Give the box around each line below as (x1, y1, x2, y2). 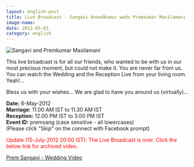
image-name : (6, 19, 35, 25)
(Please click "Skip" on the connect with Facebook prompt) (6, 125, 150, 132)
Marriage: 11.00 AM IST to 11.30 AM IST (6, 106, 103, 113)
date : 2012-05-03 (6, 25, 49, 31)
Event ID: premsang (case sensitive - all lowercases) (6, 119, 134, 126)
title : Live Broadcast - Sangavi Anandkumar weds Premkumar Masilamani (6, 14, 186, 20)
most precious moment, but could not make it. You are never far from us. (6, 64, 183, 71)
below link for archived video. (6, 143, 78, 150)
